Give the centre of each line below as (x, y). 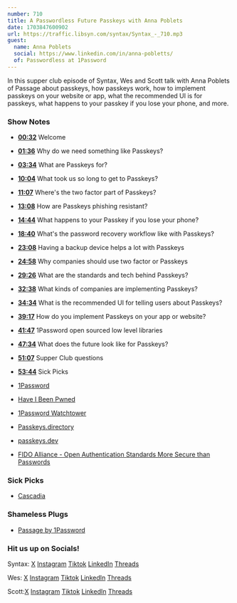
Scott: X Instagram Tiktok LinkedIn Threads (70, 591)
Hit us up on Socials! (43, 548)
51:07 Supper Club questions (60, 358)
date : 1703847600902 (38, 27)
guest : (17, 41)
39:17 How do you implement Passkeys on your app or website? (112, 317)
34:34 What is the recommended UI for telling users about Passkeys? (120, 303)
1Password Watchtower (52, 413)
